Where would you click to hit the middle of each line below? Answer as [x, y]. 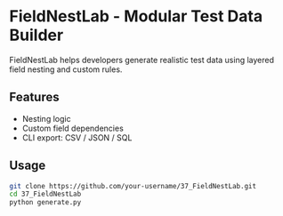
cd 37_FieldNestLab [45, 194]
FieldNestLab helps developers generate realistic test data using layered [141, 60]
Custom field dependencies [73, 128]
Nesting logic [46, 118]
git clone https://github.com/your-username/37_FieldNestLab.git [133, 186]
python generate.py [45, 203]
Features [34, 97]
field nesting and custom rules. [66, 69]
